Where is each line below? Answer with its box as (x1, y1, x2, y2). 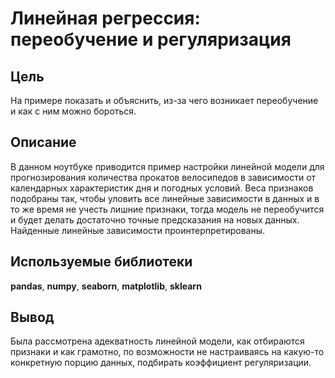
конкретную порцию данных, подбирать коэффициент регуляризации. (10, 357, 312, 369)
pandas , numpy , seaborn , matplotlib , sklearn (10, 280, 202, 292)
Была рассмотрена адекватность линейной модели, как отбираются (10, 335, 305, 347)
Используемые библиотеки (10, 253, 193, 271)
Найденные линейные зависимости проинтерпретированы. (10, 224, 266, 236)
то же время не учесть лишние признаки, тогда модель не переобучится (10, 203, 325, 215)
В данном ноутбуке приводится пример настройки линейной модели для (10, 160, 325, 172)
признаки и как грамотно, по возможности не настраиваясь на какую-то (10, 346, 325, 358)
